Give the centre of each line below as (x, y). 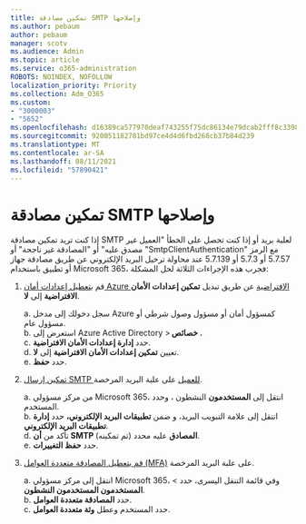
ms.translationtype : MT (55, 144)
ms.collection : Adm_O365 (57, 94)
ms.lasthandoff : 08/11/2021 (64, 161)
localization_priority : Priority (74, 85)
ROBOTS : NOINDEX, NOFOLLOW (61, 77)
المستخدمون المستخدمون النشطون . (84, 490)
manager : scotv (39, 43)
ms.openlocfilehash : (49, 128)
